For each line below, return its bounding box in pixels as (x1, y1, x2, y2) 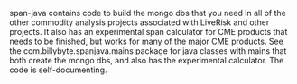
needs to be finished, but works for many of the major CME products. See (9, 36, 284, 46)
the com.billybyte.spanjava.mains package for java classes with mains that (9, 46, 287, 56)
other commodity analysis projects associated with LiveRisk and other (9, 17, 270, 28)
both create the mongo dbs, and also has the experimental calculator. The (9, 55, 284, 65)
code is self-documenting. (9, 64, 107, 75)
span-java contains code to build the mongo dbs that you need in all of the (9, 8, 286, 18)
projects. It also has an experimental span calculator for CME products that (9, 27, 288, 37)
